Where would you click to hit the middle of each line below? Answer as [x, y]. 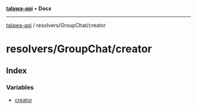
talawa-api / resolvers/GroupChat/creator [56, 25]
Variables [20, 87]
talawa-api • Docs [29, 8]
